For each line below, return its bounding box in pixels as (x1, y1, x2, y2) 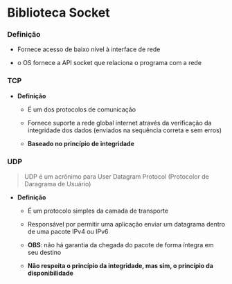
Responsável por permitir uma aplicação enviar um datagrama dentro (27, 220, 226, 229)
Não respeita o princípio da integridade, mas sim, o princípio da (27, 262, 213, 270)
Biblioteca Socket (7, 5, 110, 21)
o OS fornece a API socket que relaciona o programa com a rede (17, 59, 202, 67)
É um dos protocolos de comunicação (27, 105, 136, 114)
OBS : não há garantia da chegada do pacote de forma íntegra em (27, 241, 214, 249)
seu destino (27, 248, 62, 257)
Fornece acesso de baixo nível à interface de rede (17, 45, 161, 53)
